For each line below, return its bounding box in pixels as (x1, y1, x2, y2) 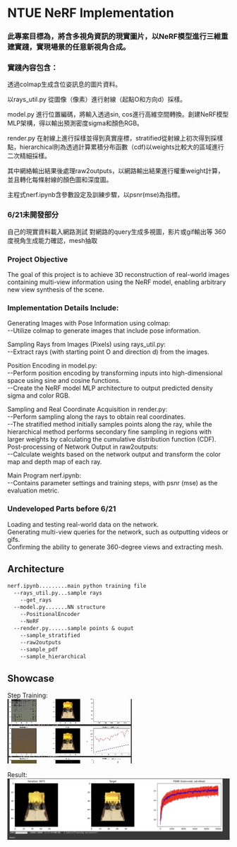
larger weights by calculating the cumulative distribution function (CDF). (7, 435, 217, 444)
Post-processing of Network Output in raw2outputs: (7, 443, 159, 451)
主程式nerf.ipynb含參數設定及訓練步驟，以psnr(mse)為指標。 (7, 191, 185, 199)
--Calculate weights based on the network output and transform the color (7, 450, 221, 458)
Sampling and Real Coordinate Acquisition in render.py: (7, 405, 168, 414)
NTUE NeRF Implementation (7, 5, 174, 21)
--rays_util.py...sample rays (13, 590, 102, 597)
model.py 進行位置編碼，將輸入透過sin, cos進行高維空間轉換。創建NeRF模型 (7, 110, 229, 119)
